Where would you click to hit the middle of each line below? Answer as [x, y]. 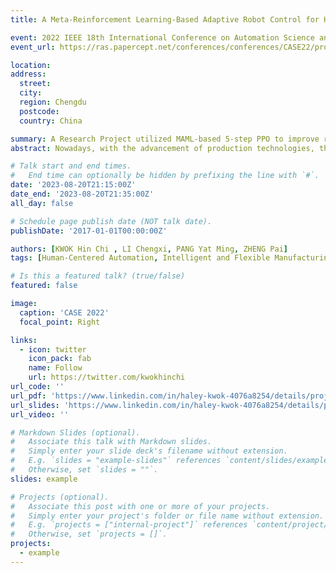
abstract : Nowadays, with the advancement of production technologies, [162, 148]
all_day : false [42, 203]
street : [35, 84]
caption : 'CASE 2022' [64, 312]
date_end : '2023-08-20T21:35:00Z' [82, 194]
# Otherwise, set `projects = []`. [89, 534]
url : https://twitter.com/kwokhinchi [107, 377]
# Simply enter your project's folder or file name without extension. [167, 516]
